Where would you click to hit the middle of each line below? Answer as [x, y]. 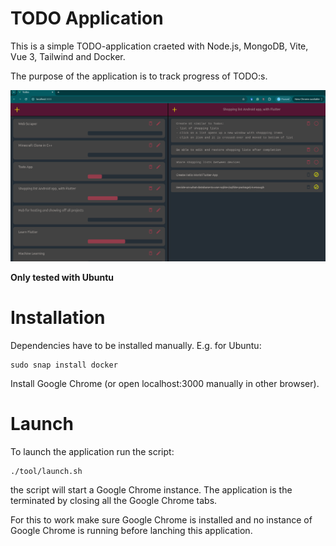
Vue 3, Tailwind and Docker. [68, 56]
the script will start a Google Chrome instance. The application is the [151, 489]
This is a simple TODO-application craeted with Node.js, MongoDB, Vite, [159, 46]
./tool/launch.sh [46, 471]
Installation [58, 318]
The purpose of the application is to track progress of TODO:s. [139, 76]
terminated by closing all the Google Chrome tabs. [114, 500]
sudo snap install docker [64, 365]
